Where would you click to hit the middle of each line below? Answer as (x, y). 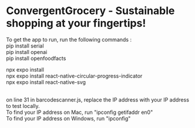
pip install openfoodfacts (36, 58)
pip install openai (27, 52)
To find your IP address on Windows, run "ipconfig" (68, 118)
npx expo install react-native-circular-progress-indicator (74, 76)
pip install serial (25, 46)
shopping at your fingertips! (76, 23)
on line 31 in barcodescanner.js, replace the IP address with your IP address (98, 100)
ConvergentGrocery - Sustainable (90, 11)
